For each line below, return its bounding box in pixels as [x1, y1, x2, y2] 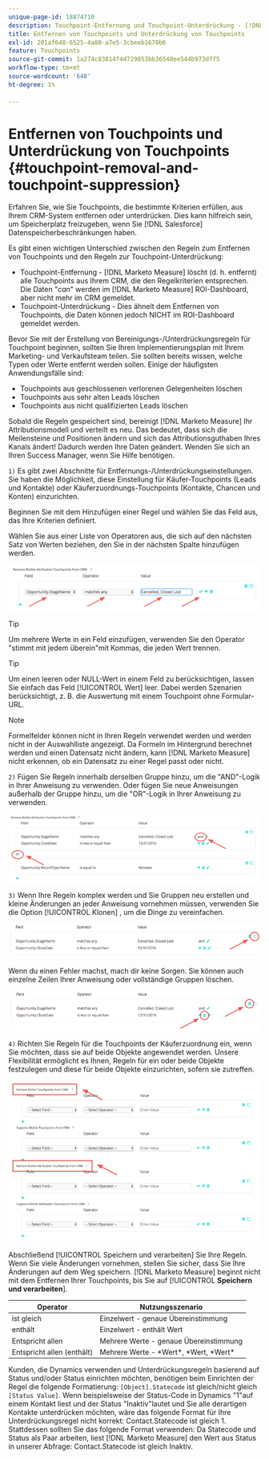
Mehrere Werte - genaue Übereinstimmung [99, 1336, 243, 1346]
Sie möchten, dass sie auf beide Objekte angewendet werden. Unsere [8, 1047, 239, 1057]
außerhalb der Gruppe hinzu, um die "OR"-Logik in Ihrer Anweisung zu [8, 789, 242, 799]
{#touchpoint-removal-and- [8, 159, 199, 177]
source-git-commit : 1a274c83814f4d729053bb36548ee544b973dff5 [8, 55, 220, 63]
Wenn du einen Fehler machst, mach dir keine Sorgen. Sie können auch [8, 966, 244, 976]
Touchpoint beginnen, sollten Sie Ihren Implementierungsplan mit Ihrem [8, 343, 244, 352]
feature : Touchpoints [8, 47, 81, 55]
